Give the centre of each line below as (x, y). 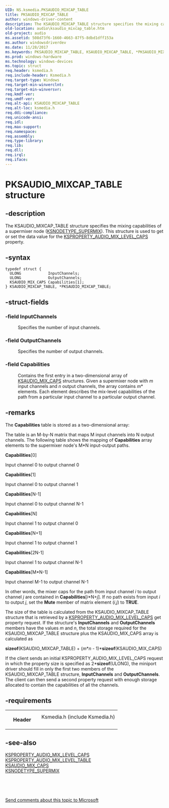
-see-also (21, 743)
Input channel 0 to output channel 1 (42, 484)
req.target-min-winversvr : (33, 89)
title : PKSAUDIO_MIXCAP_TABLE (37, 15)
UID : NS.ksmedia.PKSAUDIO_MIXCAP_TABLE (47, 10)
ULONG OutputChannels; (46, 278)
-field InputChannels (31, 316)
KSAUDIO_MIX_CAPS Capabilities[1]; (47, 282)
